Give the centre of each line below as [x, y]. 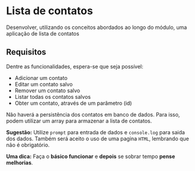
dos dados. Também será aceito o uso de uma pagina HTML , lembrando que [98, 138]
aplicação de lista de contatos [43, 33]
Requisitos [26, 52]
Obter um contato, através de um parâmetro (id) [73, 103]
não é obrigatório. [28, 145]
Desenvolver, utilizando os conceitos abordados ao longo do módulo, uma [97, 27]
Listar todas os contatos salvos [52, 96]
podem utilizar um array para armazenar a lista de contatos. [79, 121]
